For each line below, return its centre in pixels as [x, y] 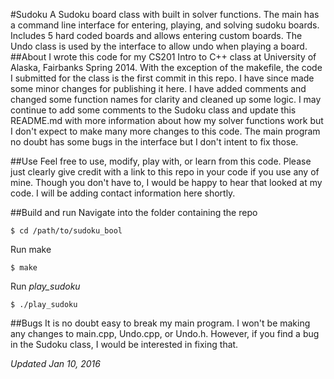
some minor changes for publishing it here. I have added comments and [158, 88]
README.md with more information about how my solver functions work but [167, 120]
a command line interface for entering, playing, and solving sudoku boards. [165, 25]
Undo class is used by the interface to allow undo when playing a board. [159, 46]
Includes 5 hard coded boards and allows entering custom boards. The [156, 35]
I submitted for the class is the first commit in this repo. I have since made [162, 78]
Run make [31, 249]
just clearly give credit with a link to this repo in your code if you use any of [165, 172]
